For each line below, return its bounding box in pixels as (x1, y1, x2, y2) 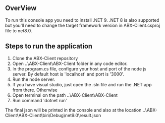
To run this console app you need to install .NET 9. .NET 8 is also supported (5, 17, 160, 23)
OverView (5, 4, 37, 12)
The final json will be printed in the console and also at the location (5, 107, 142, 113)
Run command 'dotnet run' (12, 97, 67, 103)
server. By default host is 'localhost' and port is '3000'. (12, 71, 125, 77)
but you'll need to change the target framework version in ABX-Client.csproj (5, 22, 160, 28)
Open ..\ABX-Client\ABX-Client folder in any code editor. (12, 61, 128, 66)
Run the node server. (12, 76, 55, 82)
